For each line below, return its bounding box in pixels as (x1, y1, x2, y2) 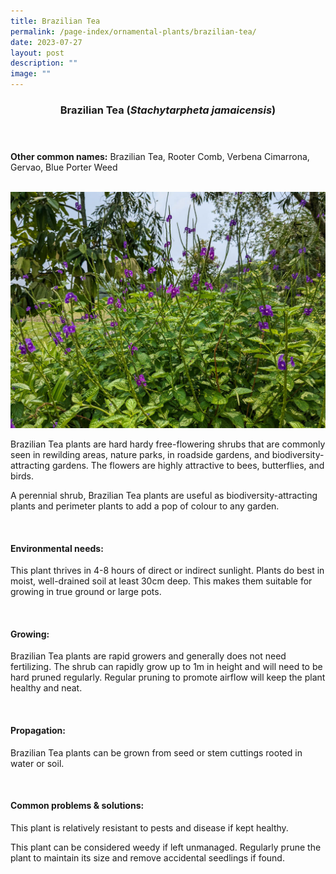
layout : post (10, 48, 65, 58)
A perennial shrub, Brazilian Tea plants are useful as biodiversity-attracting (10, 489, 318, 501)
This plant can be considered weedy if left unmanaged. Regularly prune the (10, 841, 322, 853)
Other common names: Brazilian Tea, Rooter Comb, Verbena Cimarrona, (10, 150, 310, 162)
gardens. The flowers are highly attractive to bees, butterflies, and (51, 459, 325, 471)
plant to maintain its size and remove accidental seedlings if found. (10, 851, 285, 864)
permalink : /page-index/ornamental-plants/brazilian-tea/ (10, 26, 257, 37)
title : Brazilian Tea (10, 16, 101, 26)
